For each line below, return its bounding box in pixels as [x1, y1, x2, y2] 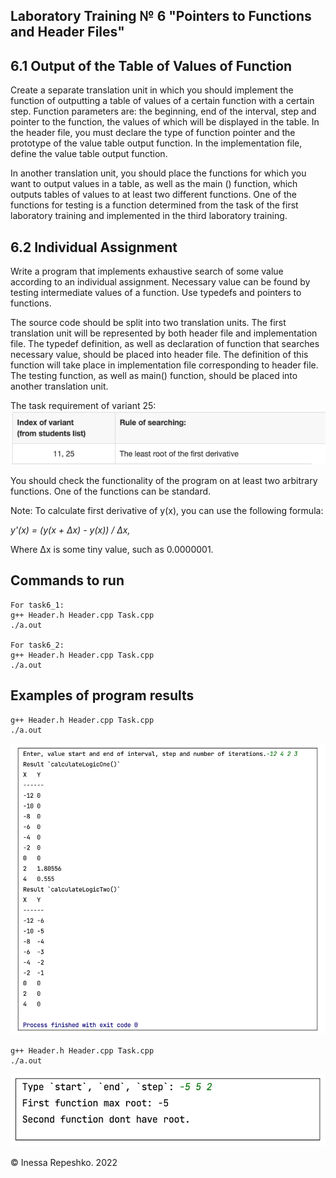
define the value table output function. [10, 148, 168, 160]
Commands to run [10, 572, 125, 589]
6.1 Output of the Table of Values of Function [10, 57, 293, 74]
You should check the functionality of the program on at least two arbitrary [10, 475, 318, 487]
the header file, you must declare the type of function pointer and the [10, 127, 296, 139]
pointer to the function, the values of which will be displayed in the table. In [10, 116, 320, 128]
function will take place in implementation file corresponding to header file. [10, 359, 319, 371]
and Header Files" [10, 24, 125, 41]
